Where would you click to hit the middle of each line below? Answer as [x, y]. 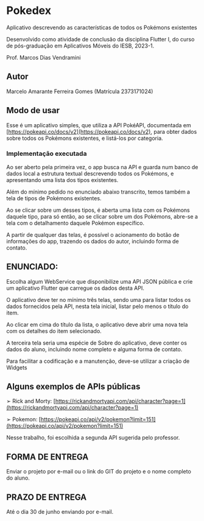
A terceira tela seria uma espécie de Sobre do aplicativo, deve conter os [97, 343]
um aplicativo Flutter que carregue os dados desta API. [75, 288]
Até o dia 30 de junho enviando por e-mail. [60, 512]
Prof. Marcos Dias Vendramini [44, 57]
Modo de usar [33, 110]
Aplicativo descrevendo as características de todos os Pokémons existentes [102, 27]
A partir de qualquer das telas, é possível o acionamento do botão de [93, 234]
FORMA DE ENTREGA [47, 457]
